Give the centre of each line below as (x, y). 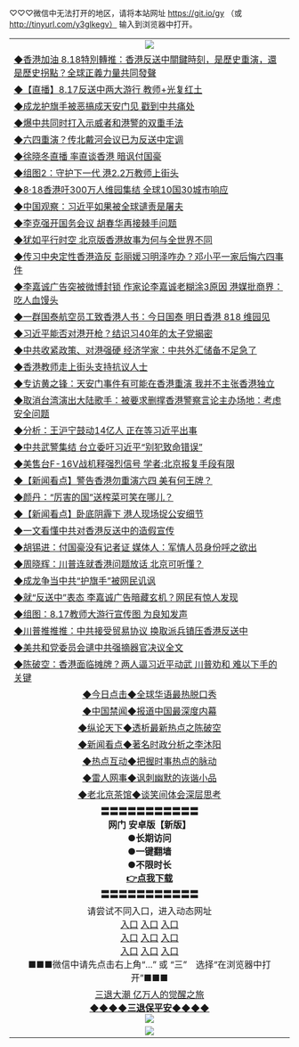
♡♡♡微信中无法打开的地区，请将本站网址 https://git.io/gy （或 (126, 13)
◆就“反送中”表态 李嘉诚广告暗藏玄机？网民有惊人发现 (126, 597)
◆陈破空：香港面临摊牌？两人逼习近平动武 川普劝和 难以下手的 (145, 664)
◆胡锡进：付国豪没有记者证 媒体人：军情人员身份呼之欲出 (136, 548)
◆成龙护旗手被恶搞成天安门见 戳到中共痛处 (105, 106)
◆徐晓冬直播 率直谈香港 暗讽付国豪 (88, 156)
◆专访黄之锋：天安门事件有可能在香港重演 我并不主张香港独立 (145, 384)
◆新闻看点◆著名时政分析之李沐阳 (149, 744)
